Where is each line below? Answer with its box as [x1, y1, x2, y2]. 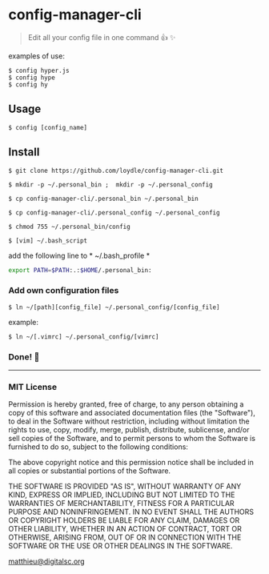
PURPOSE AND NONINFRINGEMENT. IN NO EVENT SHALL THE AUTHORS [8, 507, 255, 517]
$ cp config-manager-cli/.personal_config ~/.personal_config [8, 208, 220, 217]
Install [8, 146, 40, 159]
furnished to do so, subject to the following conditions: [8, 442, 188, 452]
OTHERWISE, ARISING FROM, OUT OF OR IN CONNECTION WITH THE [8, 532, 242, 542]
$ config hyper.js [8, 66, 70, 74]
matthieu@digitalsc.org [8, 556, 86, 566]
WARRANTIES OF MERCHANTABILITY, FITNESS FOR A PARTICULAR [8, 499, 235, 508]
